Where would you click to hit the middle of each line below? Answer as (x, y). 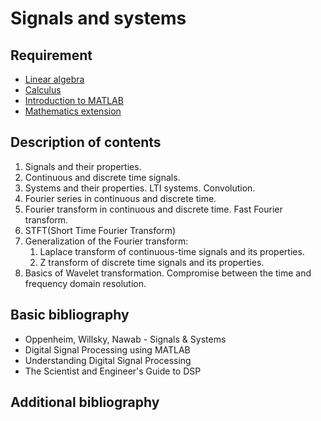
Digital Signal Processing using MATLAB (107, 349)
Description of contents (86, 142)
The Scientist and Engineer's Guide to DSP (113, 371)
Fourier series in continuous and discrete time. (120, 198)
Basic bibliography (70, 315)
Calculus (43, 90)
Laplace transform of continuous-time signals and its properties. (172, 251)
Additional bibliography (85, 402)
